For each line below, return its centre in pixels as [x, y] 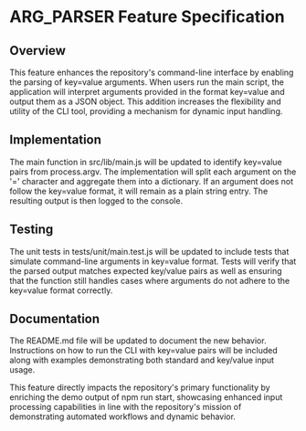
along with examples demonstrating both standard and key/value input [142, 360]
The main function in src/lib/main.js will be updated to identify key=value [146, 162]
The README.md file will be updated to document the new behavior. [138, 341]
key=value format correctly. [61, 290]
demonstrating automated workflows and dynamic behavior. [122, 416]
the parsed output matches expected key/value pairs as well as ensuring [146, 270]
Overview [38, 51]
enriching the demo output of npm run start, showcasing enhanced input [146, 397]
